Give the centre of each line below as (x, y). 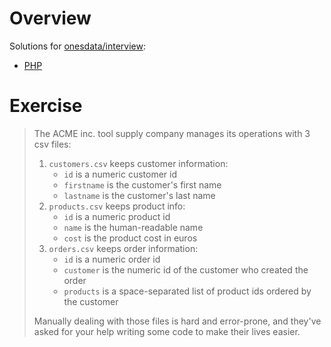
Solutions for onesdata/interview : (78, 46)
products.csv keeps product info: (117, 206)
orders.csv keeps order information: (123, 248)
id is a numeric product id (117, 216)
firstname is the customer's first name (142, 184)
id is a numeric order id (112, 259)
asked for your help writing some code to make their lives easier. (167, 331)
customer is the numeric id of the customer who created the (186, 269)
